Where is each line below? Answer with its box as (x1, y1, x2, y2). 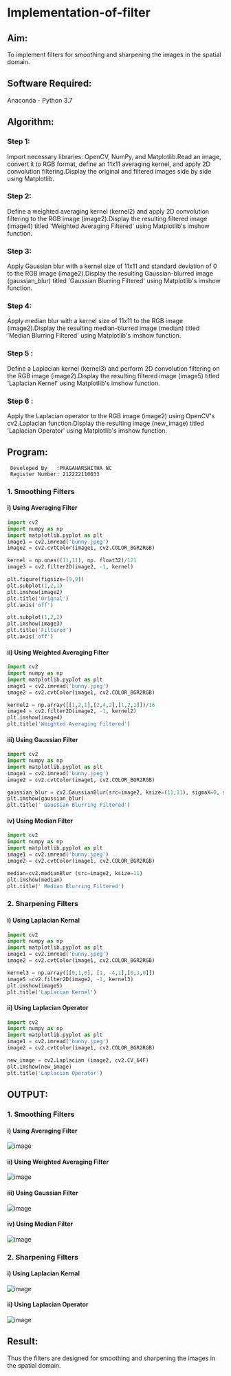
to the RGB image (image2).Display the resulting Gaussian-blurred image (7, 269, 214, 278)
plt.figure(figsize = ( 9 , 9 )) (7, 576, 85, 583)
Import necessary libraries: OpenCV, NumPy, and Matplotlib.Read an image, (7, 152, 221, 161)
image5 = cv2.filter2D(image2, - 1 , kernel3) (7, 976, 134, 983)
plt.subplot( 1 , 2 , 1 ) (7, 582, 63, 589)
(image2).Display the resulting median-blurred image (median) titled (7, 324, 200, 332)
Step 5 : (7, 349, 33, 358)
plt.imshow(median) (7, 876, 63, 883)
